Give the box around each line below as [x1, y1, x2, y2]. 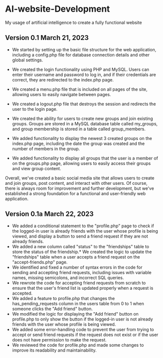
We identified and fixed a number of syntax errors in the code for [12, 264, 143, 270]
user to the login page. [12, 106, 57, 112]
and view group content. [12, 165, 61, 171]
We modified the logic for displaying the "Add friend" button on [12, 311, 139, 317]
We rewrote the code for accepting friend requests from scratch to [12, 279, 146, 286]
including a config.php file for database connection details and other [12, 52, 150, 58]
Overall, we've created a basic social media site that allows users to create [5, 175, 155, 181]
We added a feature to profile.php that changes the [12, 295, 115, 301]
